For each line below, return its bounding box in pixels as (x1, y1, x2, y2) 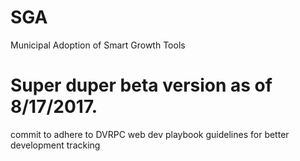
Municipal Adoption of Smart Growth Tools (10, 39, 186, 51)
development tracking (10, 139, 101, 151)
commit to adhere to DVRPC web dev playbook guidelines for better (10, 128, 290, 140)
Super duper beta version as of (10, 74, 273, 97)
